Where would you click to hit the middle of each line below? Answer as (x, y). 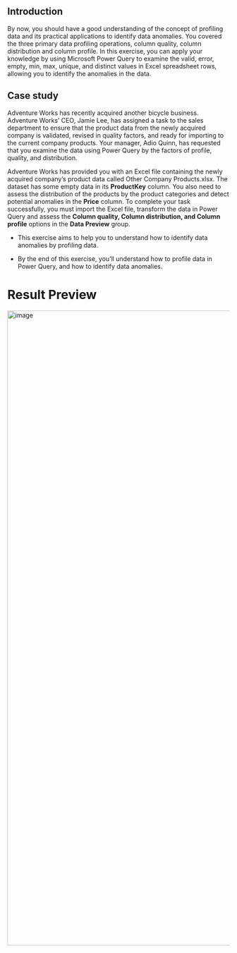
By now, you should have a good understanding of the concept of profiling (115, 28)
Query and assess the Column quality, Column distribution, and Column (114, 216)
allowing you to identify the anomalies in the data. (79, 73)
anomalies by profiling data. (58, 245)
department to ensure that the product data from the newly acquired (107, 128)
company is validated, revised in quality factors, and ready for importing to (116, 135)
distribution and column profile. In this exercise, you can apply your (105, 51)
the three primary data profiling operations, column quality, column (104, 43)
